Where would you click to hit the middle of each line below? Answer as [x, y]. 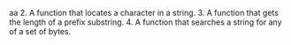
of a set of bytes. [40, 31]
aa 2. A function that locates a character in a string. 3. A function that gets [144, 13]
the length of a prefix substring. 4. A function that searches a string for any [145, 22]
